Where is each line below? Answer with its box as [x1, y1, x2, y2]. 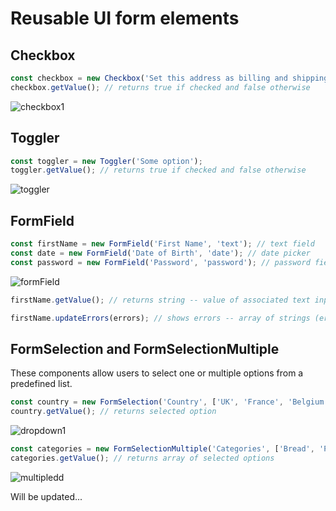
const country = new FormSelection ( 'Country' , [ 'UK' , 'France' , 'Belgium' [10, 397, 329, 407]
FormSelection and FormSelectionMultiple [10, 340, 280, 357]
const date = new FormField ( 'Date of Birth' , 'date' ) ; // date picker [10, 248, 311, 258]
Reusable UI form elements [10, 7, 240, 30]
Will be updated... [10, 490, 83, 502]
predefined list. [10, 378, 73, 390]
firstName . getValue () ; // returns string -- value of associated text [10, 295, 311, 305]
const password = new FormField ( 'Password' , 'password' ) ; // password [10, 257, 311, 267]
